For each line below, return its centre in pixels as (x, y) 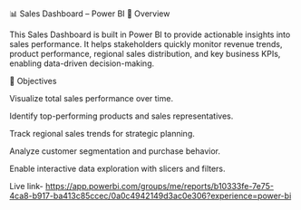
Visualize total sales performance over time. (92, 98)
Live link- (26, 186)
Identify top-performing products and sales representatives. (121, 116)
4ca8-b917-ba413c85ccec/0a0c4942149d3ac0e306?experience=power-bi (150, 196)
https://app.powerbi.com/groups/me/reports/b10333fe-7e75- (160, 186)
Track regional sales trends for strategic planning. (102, 134)
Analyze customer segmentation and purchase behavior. (115, 151)
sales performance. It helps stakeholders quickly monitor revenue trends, (146, 44)
